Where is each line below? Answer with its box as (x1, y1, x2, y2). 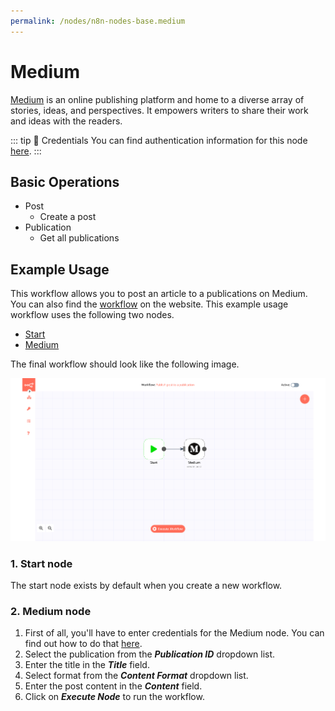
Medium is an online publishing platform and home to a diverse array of (10, 93, 305, 105)
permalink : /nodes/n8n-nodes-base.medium (10, 16, 186, 26)
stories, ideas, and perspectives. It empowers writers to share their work (10, 104, 309, 116)
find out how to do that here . (24, 638, 143, 650)
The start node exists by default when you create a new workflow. (10, 580, 283, 592)
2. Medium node (10, 605, 92, 619)
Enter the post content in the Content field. (24, 680, 203, 692)
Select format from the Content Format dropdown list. (24, 670, 249, 682)
